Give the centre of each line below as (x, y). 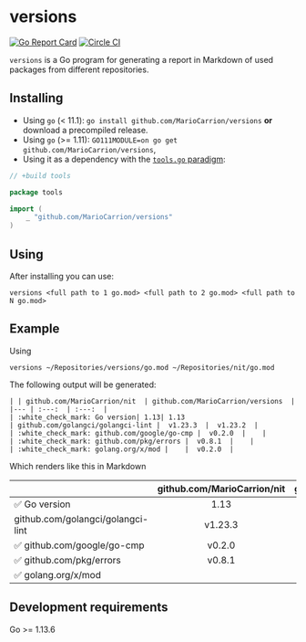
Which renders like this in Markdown (78, 466)
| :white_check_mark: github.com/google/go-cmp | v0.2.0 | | (138, 433)
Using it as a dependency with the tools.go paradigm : (124, 159)
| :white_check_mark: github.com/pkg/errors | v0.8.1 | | (132, 441)
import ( (26, 209)
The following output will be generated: (83, 384)
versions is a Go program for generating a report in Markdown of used (142, 59)
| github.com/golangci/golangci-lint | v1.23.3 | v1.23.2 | (134, 425)
